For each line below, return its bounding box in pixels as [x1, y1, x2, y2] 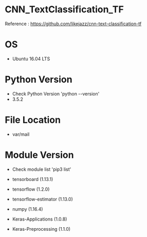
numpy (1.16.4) [12, 206, 43, 212]
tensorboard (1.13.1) [12, 176, 53, 182]
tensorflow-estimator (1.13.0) [12, 196, 73, 202]
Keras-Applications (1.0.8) [12, 216, 67, 222]
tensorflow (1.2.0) [12, 186, 50, 192]
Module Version [5, 149, 74, 160]
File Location [5, 114, 61, 125]
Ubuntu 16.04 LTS [12, 56, 50, 62]
